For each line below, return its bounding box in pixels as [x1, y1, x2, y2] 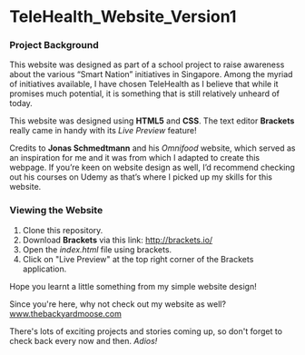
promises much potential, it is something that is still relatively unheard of [9, 88, 280, 99]
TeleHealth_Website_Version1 [9, 6, 237, 27]
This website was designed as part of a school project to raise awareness [9, 59, 285, 70]
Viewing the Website [9, 204, 103, 217]
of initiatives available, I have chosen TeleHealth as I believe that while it [9, 79, 279, 90]
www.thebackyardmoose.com [9, 308, 123, 319]
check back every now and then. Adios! [9, 335, 158, 346]
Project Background [9, 39, 99, 52]
